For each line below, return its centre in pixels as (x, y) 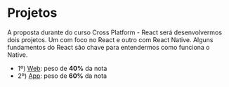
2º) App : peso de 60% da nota (62, 76)
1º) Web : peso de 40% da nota (62, 68)
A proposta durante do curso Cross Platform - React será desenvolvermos (115, 32)
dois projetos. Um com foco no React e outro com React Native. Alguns (110, 39)
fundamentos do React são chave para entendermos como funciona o (109, 47)
